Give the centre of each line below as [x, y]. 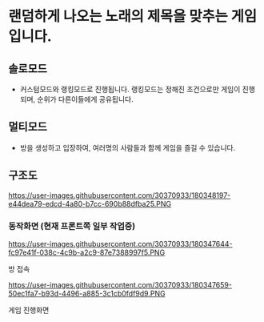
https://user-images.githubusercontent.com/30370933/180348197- [120, 195]
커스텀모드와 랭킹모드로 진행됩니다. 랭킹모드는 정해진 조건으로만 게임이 [130, 89]
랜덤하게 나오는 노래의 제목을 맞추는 [118, 16]
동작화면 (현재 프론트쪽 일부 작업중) [72, 226]
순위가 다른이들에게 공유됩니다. [85, 99]
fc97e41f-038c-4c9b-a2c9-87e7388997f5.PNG [87, 252]
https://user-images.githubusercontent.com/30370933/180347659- [120, 284]
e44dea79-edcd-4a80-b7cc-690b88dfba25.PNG [90, 203]
